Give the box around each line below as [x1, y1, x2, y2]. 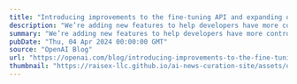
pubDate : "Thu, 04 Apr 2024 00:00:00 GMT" [9, 37, 168, 46]
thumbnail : [9, 62, 49, 71]
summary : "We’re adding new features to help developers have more [9, 29, 263, 38]
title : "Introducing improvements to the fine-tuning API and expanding [9, 12, 283, 22]
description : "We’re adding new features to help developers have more [9, 21, 278, 30]
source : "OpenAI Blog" [9, 45, 93, 54]
